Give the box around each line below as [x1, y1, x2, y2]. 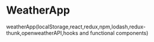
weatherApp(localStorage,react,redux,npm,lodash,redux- [6, 23, 146, 30]
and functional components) [79, 29, 149, 36]
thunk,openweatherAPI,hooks [6, 29, 79, 36]
